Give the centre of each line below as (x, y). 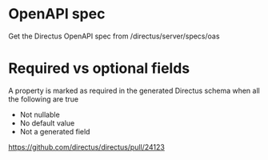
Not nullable (40, 114)
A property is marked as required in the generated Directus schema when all (134, 90)
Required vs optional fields (99, 68)
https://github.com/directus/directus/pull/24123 (87, 147)
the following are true (43, 99)
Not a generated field (55, 131)
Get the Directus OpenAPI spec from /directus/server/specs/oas (114, 36)
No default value (47, 123)
